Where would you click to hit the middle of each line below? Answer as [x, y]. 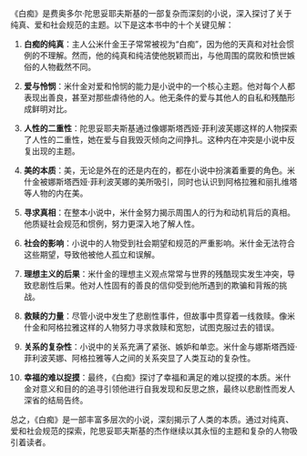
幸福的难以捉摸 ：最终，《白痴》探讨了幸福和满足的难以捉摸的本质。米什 [157, 377]
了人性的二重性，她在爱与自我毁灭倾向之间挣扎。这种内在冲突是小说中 [155, 140]
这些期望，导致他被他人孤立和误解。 [92, 254]
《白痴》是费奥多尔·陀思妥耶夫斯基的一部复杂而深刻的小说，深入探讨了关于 [151, 13]
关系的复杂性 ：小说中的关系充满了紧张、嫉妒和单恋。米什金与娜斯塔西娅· [160, 347]
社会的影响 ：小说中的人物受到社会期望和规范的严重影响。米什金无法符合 [159, 243]
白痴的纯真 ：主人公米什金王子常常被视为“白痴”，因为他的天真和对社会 [155, 44]
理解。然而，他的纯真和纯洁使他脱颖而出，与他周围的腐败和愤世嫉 [171, 56]
